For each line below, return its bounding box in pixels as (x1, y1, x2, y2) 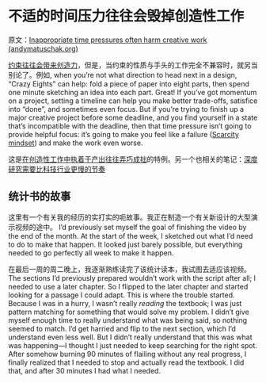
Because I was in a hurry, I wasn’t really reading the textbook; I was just (8, 298, 242, 308)
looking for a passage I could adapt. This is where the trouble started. (8, 290, 235, 300)
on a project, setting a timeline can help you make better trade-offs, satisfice (8, 96, 258, 105)
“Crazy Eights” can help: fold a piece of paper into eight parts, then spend (8, 79, 249, 88)
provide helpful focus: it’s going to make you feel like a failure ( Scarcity (8, 129, 240, 139)
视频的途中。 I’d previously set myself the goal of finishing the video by (14, 222, 247, 232)
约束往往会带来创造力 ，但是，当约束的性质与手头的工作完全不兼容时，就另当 (8, 60, 258, 70)
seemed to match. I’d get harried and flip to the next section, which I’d (8, 324, 236, 333)
